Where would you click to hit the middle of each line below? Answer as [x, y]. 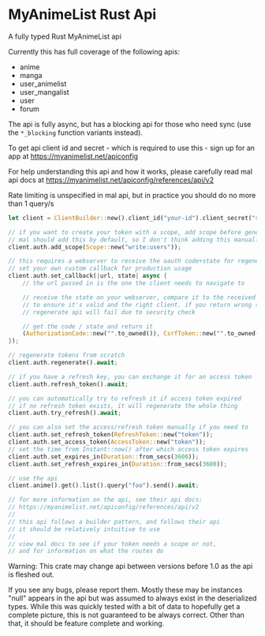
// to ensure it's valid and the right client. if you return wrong [137, 305]
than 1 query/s [31, 204]
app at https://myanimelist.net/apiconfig [73, 156]
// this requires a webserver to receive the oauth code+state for [121, 261]
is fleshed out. [32, 574]
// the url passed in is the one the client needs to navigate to [134, 283]
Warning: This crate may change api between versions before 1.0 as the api [131, 567]
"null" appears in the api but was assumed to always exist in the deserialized [132, 598]
